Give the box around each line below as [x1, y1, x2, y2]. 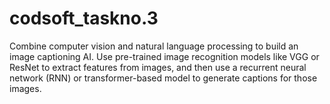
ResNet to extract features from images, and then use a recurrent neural [9, 61, 307, 73]
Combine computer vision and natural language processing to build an [9, 40, 299, 52]
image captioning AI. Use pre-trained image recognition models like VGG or [9, 50, 320, 62]
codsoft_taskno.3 [9, 7, 159, 30]
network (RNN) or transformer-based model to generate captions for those [9, 72, 318, 84]
